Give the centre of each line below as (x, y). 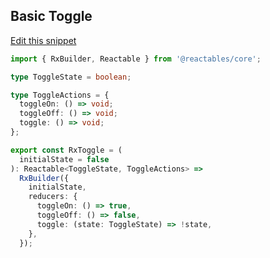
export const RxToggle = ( (66, 150)
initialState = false (64, 159)
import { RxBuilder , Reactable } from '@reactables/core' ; (136, 59)
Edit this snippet (43, 40)
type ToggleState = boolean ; (71, 77)
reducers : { (53, 197)
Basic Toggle (51, 16)
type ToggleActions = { (60, 95)
